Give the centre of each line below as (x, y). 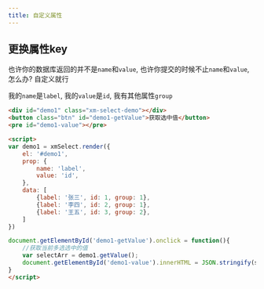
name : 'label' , (61, 168)
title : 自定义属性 (35, 15)
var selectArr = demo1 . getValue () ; (81, 255)
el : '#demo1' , (45, 154)
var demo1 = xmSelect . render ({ (59, 146)
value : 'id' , (58, 176)
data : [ (35, 190)
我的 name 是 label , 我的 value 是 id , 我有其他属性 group (90, 96)
